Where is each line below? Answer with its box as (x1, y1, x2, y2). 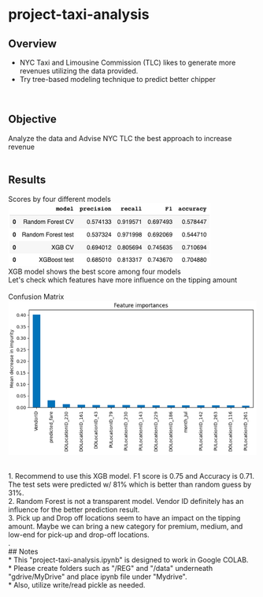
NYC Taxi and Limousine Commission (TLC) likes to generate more (19, 58, 236, 67)
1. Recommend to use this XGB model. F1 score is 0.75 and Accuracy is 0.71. (8, 472, 254, 481)
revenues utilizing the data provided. (19, 66, 139, 76)
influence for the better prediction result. (8, 505, 140, 514)
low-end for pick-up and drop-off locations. (8, 530, 150, 539)
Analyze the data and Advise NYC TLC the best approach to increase (8, 133, 232, 143)
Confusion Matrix (8, 292, 65, 301)
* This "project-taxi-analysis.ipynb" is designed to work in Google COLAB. (8, 555, 249, 565)
